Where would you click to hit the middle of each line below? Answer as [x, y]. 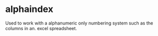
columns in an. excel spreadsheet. [41, 28]
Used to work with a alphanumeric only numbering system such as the [79, 23]
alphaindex [29, 9]
